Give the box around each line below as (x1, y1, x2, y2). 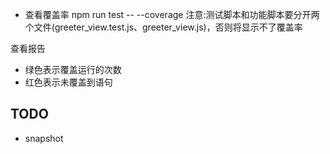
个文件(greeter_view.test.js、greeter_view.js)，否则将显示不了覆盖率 (24, 21, 303, 33)
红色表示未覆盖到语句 (24, 76, 113, 88)
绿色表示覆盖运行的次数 (24, 64, 122, 75)
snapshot (24, 132, 64, 144)
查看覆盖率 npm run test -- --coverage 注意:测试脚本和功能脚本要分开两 (24, 9, 320, 20)
